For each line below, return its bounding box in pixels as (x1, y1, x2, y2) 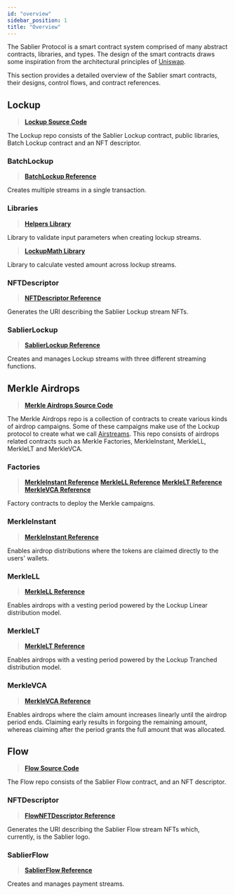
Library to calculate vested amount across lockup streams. (7, 260, 177, 269)
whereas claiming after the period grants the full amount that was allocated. (7, 725, 226, 733)
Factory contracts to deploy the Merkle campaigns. (7, 499, 156, 508)
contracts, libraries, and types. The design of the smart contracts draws (7, 50, 215, 58)
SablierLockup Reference (24, 341, 100, 349)
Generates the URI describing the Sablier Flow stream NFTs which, (7, 825, 200, 833)
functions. (7, 362, 36, 371)
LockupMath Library (24, 247, 86, 255)
